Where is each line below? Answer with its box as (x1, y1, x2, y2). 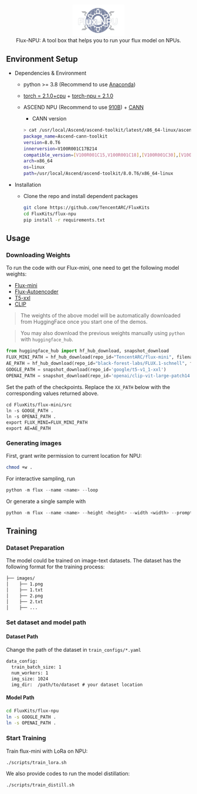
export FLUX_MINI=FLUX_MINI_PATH (6, 419, 88, 426)
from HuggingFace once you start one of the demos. (20, 319, 148, 326)
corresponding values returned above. (6, 390, 99, 397)
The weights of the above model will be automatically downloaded (20, 312, 181, 319)
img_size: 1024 (11, 676, 49, 682)
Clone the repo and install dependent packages (23, 193, 138, 200)
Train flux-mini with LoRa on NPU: (6, 748, 88, 755)
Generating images (6, 439, 62, 447)
